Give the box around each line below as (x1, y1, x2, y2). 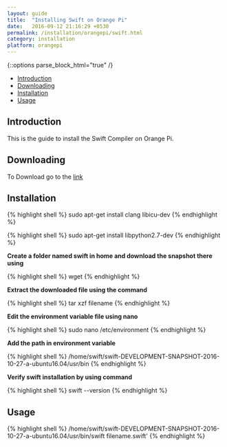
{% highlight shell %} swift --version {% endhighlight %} (7, 386, 168, 395)
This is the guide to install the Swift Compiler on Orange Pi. (7, 134, 174, 142)
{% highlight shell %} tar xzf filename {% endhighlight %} (7, 299, 171, 307)
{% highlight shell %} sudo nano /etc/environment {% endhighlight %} (7, 326, 206, 334)
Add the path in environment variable (7, 339, 116, 347)
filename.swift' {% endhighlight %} (106, 432, 206, 440)
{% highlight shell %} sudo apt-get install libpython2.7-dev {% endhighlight (7, 231, 221, 239)
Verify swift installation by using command (7, 373, 133, 382)
